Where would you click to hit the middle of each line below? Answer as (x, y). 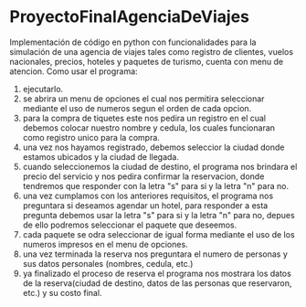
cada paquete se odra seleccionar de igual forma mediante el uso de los (158, 234)
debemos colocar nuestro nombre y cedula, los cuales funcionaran (149, 127)
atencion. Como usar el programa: (74, 71)
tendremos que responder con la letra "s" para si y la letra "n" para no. (156, 185)
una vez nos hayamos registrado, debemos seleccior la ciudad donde (153, 147)
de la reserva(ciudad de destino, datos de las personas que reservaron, (157, 283)
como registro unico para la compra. (91, 137)
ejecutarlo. (43, 89)
